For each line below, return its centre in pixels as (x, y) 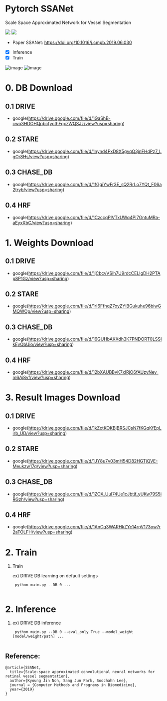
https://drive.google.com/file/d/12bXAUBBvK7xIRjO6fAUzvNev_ (93, 372)
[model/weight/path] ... (38, 637)
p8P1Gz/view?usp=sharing (40, 278)
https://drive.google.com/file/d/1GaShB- (70, 118)
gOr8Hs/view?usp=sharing (40, 156)
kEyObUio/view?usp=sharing (42, 344)
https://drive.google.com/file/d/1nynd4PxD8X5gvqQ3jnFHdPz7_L (95, 151)
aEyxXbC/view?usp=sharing (41, 223)
